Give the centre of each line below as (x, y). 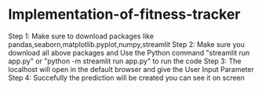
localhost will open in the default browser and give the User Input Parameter (131, 69)
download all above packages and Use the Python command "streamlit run (129, 52)
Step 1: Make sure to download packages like (81, 36)
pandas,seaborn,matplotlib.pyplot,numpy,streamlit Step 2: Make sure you (126, 44)
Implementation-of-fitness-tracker (124, 14)
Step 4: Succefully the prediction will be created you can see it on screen (127, 77)
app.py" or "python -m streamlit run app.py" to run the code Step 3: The (125, 61)
